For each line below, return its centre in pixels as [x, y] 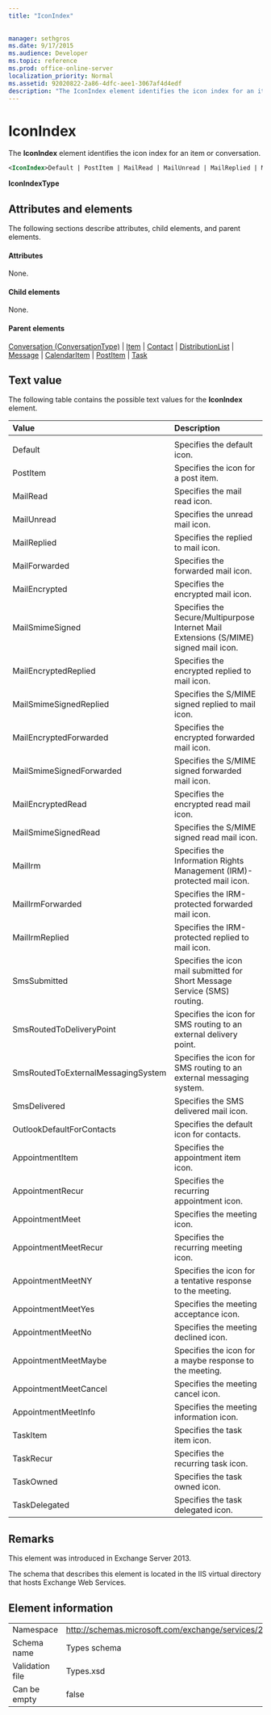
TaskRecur [33, 1459]
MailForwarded [41, 566]
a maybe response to [214, 1360]
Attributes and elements [71, 209]
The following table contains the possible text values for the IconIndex [126, 400]
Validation [31, 1667]
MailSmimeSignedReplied [61, 704]
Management [200, 871]
